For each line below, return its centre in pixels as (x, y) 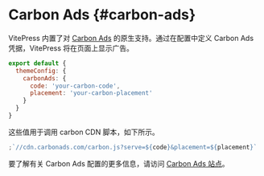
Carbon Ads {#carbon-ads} (102, 15)
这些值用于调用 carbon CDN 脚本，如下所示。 (84, 132)
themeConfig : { (41, 71)
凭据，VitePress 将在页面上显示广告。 (71, 48)
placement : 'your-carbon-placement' (91, 93)
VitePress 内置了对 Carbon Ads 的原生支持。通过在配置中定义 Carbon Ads (131, 38)
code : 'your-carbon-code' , (75, 86)
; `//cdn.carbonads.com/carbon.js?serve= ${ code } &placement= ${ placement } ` (133, 147)
